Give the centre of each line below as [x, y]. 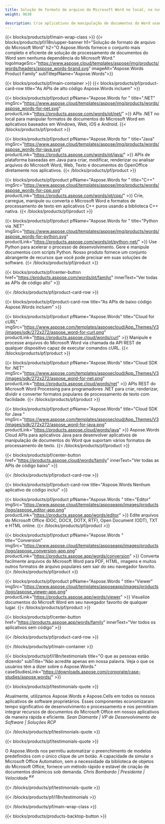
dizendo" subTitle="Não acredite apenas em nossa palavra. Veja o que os [80, 661]
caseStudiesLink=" [24, 672]
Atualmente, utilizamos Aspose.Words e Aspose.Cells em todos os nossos [80, 696]
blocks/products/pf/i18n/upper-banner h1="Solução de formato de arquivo [80, 42]
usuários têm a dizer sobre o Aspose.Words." [51, 667]
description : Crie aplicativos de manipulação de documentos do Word [78, 23]
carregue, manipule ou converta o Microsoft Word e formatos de [70, 201]
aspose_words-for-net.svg [32, 108]
